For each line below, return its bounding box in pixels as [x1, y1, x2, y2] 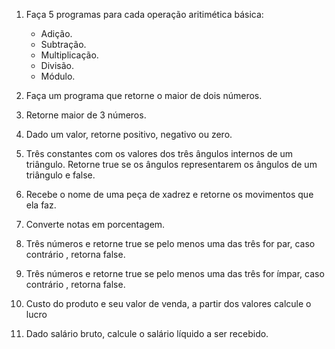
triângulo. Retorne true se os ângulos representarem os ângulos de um [25, 159, 318, 170]
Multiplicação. [40, 49, 99, 61]
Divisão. [40, 60, 75, 71]
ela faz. [25, 199, 57, 211]
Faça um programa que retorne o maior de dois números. [25, 90, 263, 101]
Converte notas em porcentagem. [25, 219, 166, 230]
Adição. [40, 28, 73, 39]
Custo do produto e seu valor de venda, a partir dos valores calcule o [25, 298, 312, 309]
